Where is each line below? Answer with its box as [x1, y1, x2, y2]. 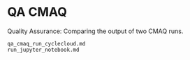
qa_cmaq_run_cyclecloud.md [7, 40, 86, 47]
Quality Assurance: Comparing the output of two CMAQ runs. [7, 27, 184, 35]
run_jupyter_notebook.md [7, 46, 80, 53]
